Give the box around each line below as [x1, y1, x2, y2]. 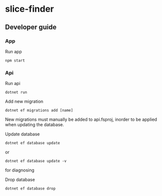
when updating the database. [5, 122, 65, 128]
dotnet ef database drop [5, 186, 56, 191]
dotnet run [5, 90, 27, 95]
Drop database [5, 177, 35, 183]
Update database [5, 131, 40, 137]
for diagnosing [5, 167, 35, 173]
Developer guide [5, 23, 57, 31]
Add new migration [5, 99, 44, 105]
